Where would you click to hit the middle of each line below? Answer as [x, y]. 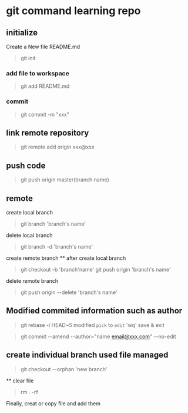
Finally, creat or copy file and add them [53, 403]
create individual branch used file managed [87, 355]
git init [28, 58]
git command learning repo [73, 11]
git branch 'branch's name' [53, 224]
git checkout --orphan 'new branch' [64, 369]
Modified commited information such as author [94, 311]
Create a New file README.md [43, 47]
